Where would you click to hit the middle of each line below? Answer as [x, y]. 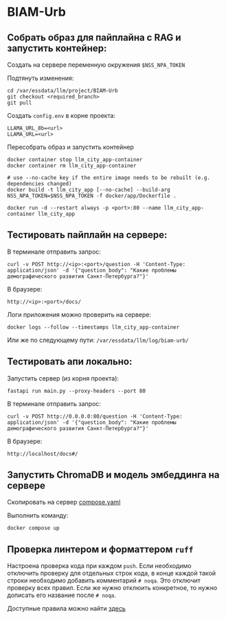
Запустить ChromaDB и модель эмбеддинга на [113, 475]
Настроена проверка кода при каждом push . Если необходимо [99, 566]
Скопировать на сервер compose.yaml [64, 502]
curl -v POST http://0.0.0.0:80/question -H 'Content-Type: [95, 416]
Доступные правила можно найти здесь [66, 609]
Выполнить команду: [38, 516]
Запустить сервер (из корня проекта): [63, 378]
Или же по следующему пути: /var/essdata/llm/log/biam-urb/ [98, 340]
